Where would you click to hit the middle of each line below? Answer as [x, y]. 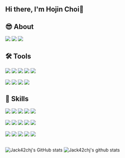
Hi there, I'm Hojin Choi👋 [45, 9]
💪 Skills [17, 99]
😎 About [19, 27]
